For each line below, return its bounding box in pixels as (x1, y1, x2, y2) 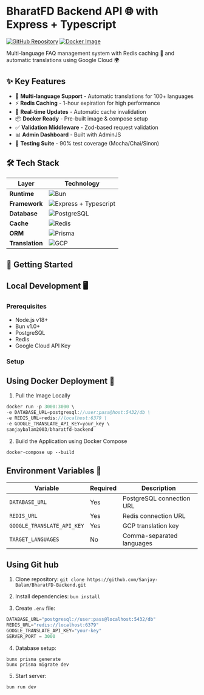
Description (141, 484, 176, 492)
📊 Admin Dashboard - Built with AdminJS (15, 131, 121, 138)
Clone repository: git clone (15, 576, 85, 583)
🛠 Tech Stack (6, 158, 59, 169)
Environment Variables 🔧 (6, 466, 102, 476)
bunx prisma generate (6, 656, 61, 662)
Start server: (15, 672, 47, 679)
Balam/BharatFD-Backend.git (15, 582, 86, 588)
